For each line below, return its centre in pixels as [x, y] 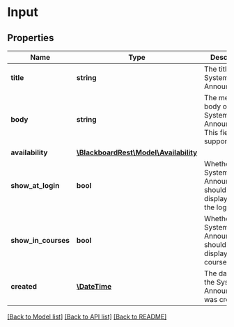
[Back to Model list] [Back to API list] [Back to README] [87, 317]
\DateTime [94, 286]
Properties [31, 38]
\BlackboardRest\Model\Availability [137, 152]
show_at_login [35, 185]
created [24, 286]
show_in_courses [40, 240]
